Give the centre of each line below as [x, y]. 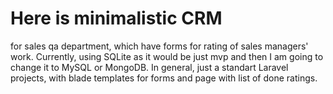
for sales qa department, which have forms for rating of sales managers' [159, 46]
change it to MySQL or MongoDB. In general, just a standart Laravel [149, 67]
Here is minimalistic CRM [116, 18]
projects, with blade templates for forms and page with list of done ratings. [164, 78]
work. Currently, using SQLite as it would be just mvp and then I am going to [167, 56]
